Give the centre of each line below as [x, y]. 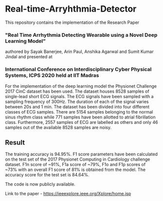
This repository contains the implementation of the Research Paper [72, 22]
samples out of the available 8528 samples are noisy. [58, 127]
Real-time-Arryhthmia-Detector [71, 9]
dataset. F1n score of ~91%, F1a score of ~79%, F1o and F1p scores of [75, 165]
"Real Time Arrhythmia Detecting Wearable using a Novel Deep [81, 35]
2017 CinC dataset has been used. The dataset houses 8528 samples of [77, 91]
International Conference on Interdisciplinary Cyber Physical [78, 69]
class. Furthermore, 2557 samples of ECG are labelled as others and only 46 [81, 122]
